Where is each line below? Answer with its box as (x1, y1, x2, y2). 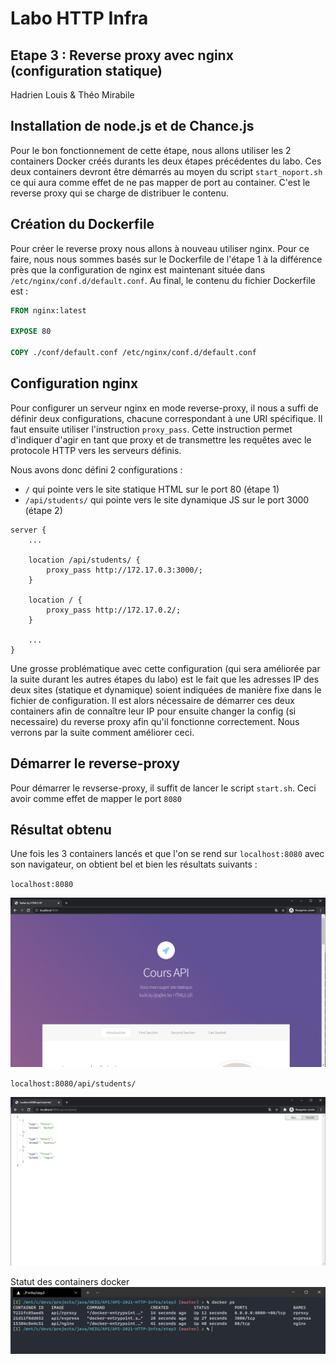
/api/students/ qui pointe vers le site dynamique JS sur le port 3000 (24, 493, 310, 506)
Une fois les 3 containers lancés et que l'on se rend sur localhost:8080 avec (10, 848, 325, 860)
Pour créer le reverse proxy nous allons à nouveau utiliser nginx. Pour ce (10, 242, 310, 254)
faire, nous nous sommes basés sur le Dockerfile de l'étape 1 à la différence (10, 253, 323, 265)
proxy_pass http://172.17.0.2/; (46, 605, 182, 615)
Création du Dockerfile (10, 216, 155, 233)
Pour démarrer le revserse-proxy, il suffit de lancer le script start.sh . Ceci (10, 782, 317, 794)
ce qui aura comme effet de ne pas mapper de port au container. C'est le (10, 176, 311, 188)
